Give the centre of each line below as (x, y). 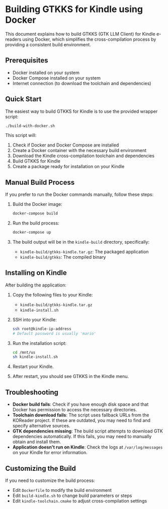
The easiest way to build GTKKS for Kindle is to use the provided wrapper (81, 111)
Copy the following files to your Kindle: (53, 295)
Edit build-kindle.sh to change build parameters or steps (72, 495)
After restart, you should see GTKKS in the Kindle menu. (71, 377)
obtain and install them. (37, 442)
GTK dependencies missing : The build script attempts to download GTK (88, 431)
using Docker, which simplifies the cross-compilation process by (89, 39)
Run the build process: (36, 223)
